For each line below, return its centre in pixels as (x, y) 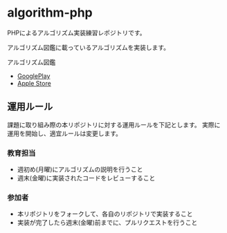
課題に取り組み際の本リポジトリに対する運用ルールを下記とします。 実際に (114, 124)
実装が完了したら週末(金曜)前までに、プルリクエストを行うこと (107, 223)
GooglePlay (34, 76)
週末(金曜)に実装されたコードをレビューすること (86, 178)
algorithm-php (50, 13)
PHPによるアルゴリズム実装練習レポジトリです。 (77, 32)
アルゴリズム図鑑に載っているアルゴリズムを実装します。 (89, 47)
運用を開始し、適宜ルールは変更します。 (65, 133)
